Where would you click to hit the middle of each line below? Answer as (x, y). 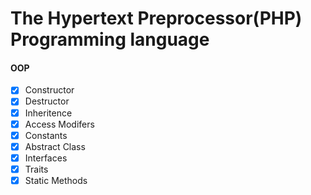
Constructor (49, 90)
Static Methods (56, 180)
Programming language (110, 39)
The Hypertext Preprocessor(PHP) (156, 18)
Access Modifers (59, 124)
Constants (46, 135)
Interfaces (46, 158)
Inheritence (48, 113)
